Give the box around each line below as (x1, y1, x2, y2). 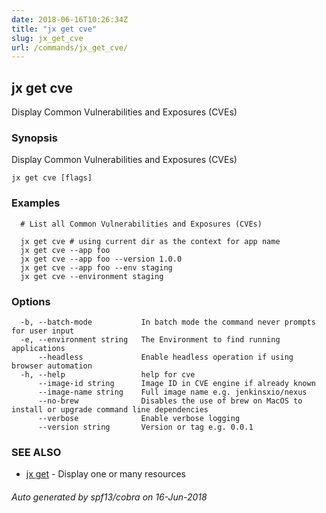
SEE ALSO (11, 445, 62, 459)
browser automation (11, 361, 93, 371)
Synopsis (11, 131, 58, 145)
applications (11, 343, 66, 353)
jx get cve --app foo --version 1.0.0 (20, 254, 183, 264)
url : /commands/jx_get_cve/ (11, 42, 129, 53)
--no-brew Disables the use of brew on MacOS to (37, 396, 303, 406)
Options (11, 294, 51, 308)
